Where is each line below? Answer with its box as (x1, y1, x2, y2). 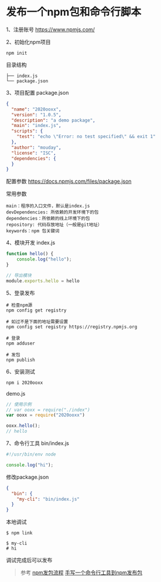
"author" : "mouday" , (11, 145, 61, 150)
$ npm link (6, 530, 33, 536)
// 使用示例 (6, 401, 32, 407)
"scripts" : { (11, 128, 43, 134)
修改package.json (6, 473, 49, 480)
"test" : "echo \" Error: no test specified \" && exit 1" (16, 133, 156, 140)
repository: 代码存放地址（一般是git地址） (6, 222, 102, 228)
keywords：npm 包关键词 (6, 228, 60, 234)
